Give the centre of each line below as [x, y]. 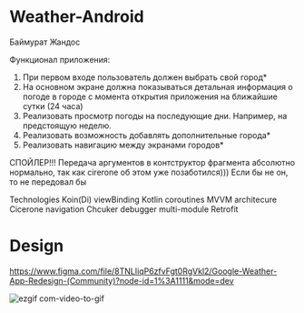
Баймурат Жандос [45, 42]
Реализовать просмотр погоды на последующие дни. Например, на [155, 116]
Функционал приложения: [60, 59]
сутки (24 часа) [53, 106]
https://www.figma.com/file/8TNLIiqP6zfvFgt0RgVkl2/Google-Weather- [143, 271]
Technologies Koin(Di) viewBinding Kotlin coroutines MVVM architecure [143, 199]
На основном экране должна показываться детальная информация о [157, 86]
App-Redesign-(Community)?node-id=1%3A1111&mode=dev [122, 280]
